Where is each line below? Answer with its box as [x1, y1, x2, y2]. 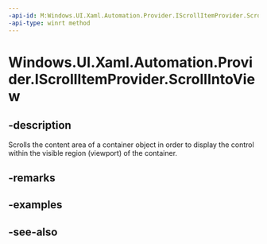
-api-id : [8, 11, 37, 20]
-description [8, 118, 72, 132]
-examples [8, 198, 63, 211]
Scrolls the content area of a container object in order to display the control [8, 140, 254, 149]
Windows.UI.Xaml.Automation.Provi [8, 53, 253, 72]
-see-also [8, 225, 58, 238]
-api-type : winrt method [8, 19, 91, 27]
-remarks [8, 171, 56, 184]
